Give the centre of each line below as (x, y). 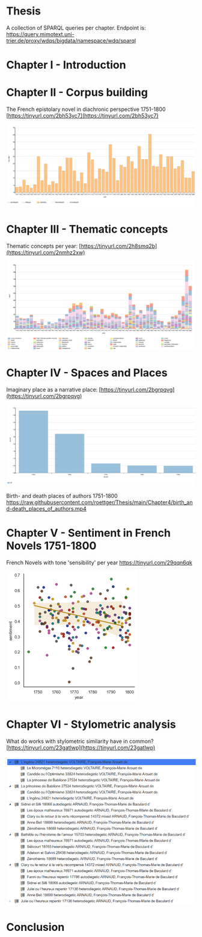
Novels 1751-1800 (51, 546)
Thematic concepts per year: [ (44, 246)
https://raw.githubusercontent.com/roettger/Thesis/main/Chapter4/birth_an (99, 502)
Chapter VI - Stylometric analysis (91, 724)
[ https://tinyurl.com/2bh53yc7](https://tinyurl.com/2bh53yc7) (82, 116)
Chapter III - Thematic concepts (87, 229)
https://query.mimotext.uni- (40, 34)
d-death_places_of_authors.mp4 (46, 509)
